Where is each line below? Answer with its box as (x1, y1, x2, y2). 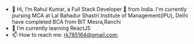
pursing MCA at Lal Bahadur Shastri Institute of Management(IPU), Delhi (11, 12, 188, 19)
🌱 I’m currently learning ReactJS (11, 24, 91, 32)
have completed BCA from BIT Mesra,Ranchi (11, 18, 121, 25)
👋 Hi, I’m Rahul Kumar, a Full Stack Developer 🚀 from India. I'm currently (11, 6, 187, 12)
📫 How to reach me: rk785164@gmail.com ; (11, 32, 119, 38)
